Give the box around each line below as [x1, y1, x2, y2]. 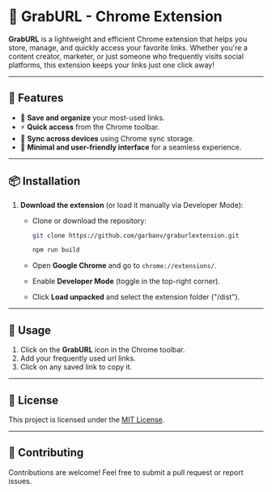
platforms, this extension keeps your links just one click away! [8, 60, 215, 70]
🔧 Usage [8, 323, 51, 337]
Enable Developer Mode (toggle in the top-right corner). [32, 276, 221, 287]
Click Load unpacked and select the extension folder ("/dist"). [32, 292, 240, 302]
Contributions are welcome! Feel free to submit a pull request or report [8, 467, 244, 477]
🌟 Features [8, 91, 64, 105]
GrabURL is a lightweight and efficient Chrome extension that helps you [8, 34, 248, 44]
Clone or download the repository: [32, 215, 147, 226]
